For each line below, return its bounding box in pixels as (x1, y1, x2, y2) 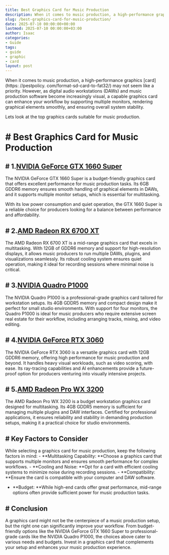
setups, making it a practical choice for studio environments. (5, 420, 131, 426)
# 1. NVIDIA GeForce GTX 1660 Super (5, 162, 122, 171)
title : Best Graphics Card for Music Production (5, 7, 109, 13)
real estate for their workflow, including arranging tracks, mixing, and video (5, 315, 161, 322)
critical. (5, 266, 21, 272)
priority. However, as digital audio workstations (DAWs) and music (5, 88, 142, 94)
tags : (5, 45, 17, 50)
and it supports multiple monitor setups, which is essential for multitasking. (5, 192, 160, 198)
